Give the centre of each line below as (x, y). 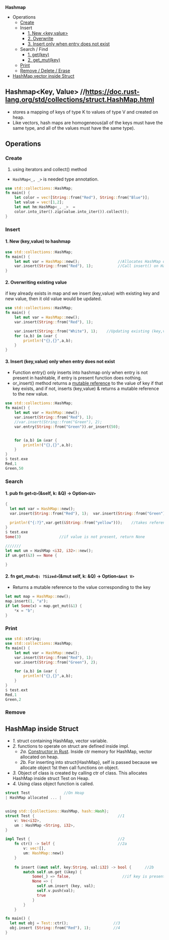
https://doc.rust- (112, 92)
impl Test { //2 (65, 839)
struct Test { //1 (65, 816)
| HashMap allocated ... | (33, 798)
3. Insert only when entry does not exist (69, 44)
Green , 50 (14, 468)
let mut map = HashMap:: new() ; (38, 597)
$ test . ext (17, 690)
